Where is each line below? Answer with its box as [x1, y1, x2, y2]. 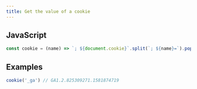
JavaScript [6, 30, 47, 40]
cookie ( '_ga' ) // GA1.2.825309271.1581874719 [6, 77, 119, 84]
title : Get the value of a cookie [6, 8, 91, 15]
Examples [6, 62, 43, 72]
